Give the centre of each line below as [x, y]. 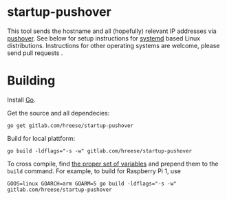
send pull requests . [35, 53]
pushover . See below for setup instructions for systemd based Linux [104, 38]
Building [31, 81]
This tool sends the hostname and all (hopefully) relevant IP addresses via [112, 31]
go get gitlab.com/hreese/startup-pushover [71, 125]
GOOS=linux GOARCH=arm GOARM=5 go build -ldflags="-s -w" [92, 184]
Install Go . [21, 100]
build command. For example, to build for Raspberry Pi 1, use [94, 171]
